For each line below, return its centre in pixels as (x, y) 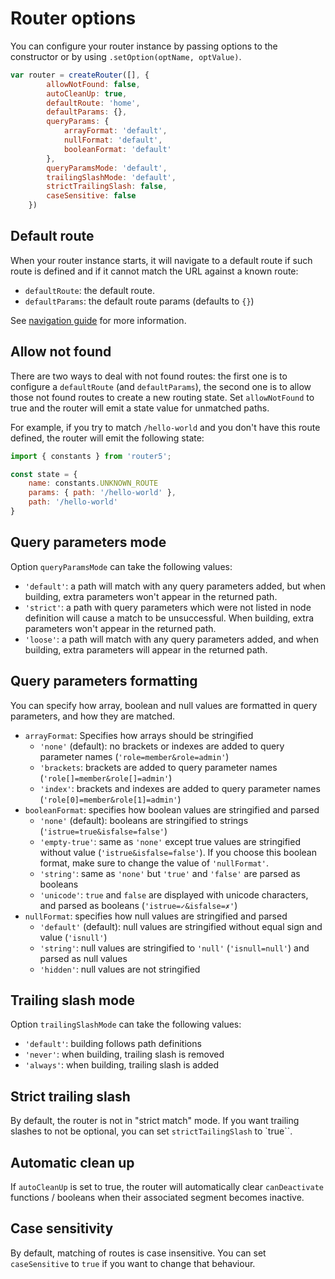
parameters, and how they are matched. (92, 716)
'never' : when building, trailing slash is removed (124, 1054)
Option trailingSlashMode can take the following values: (126, 1024)
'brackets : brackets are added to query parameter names (158, 767)
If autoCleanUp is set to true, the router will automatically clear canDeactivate (167, 1186)
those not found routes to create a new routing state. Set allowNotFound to (162, 397)
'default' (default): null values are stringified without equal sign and (181, 926)
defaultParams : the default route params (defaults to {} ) (139, 301)
